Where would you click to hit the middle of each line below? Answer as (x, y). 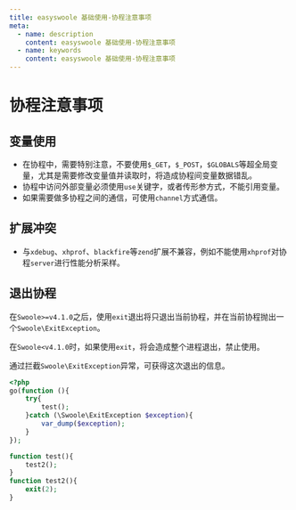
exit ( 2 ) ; (41, 490)
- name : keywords (49, 51)
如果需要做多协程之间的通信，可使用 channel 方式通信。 (122, 198)
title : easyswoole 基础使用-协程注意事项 (80, 17)
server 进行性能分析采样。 (77, 263)
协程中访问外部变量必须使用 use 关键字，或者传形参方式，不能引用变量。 (153, 186)
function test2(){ (43, 482)
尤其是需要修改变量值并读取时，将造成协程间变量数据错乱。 (147, 175)
